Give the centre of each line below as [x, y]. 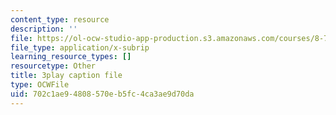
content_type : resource [60, 19]
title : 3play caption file [66, 76]
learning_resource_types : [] [71, 57]
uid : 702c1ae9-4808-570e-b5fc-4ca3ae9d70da [102, 94]
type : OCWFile [40, 85]
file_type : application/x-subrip [80, 47]
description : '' [44, 29]
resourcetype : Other [53, 66]
